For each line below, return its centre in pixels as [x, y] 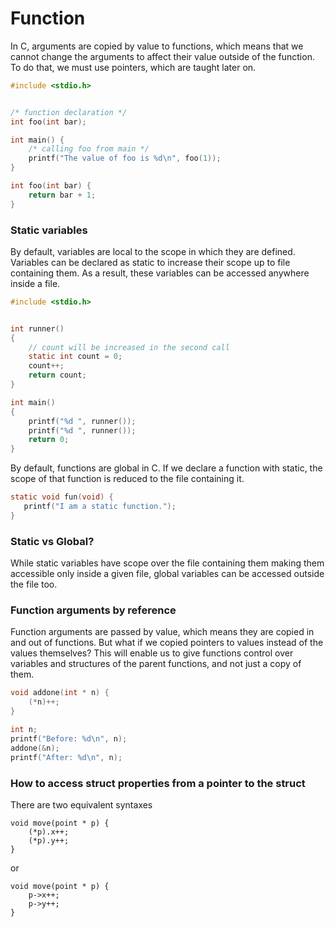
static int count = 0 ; [75, 357]
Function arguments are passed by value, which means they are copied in [162, 632]
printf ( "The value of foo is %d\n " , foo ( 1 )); [125, 158]
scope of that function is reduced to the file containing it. [127, 479]
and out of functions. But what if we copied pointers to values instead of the [167, 643]
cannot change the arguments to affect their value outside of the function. [162, 56]
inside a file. [35, 283]
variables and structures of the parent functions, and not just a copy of [156, 664]
